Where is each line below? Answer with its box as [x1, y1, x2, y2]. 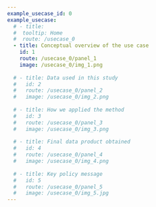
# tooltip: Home [13, 29, 63, 37]
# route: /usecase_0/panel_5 [13, 184, 103, 190]
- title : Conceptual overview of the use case [13, 42, 149, 49]
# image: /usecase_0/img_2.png [13, 94, 109, 101]
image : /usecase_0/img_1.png [19, 61, 103, 68]
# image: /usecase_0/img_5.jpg [13, 190, 109, 197]
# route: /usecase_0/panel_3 [13, 119, 103, 126]
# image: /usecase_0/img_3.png [13, 126, 109, 132]
